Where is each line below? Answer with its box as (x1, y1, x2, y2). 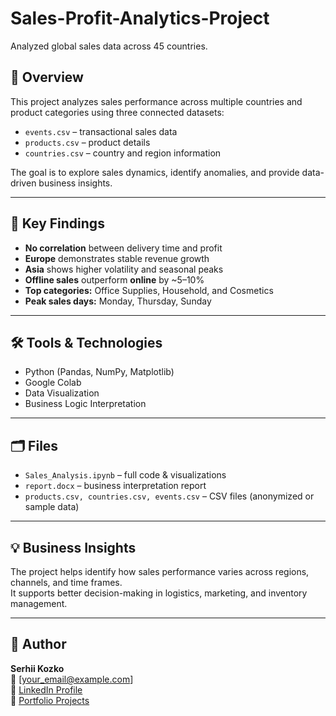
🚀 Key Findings (10, 215, 105, 232)
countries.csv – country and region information (24, 147, 222, 159)
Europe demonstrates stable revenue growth (24, 252, 210, 264)
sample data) (24, 501, 80, 513)
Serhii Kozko (10, 662, 65, 674)
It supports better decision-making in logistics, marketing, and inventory (10, 587, 308, 599)
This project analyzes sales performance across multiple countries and (10, 95, 303, 107)
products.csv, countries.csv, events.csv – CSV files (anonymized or (24, 490, 315, 502)
